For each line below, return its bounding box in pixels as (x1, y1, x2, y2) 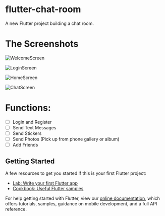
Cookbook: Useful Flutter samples (12, 185, 84, 191)
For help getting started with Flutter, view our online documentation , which (5, 195, 160, 201)
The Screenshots (5, 38, 79, 50)
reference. (5, 206, 27, 212)
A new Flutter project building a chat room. (5, 20, 94, 26)
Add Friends (12, 142, 38, 148)
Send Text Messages (12, 124, 57, 130)
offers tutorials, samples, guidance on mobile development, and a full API (5, 200, 157, 206)
